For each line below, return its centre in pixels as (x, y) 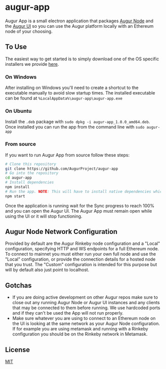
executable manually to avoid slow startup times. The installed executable (80, 93)
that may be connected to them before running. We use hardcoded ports (86, 308)
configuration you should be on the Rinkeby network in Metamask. (80, 334)
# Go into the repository (32, 173)
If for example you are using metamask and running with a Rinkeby (80, 329)
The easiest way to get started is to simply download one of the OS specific (82, 59)
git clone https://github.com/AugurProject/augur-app (62, 169)
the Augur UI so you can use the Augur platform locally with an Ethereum (80, 26)
